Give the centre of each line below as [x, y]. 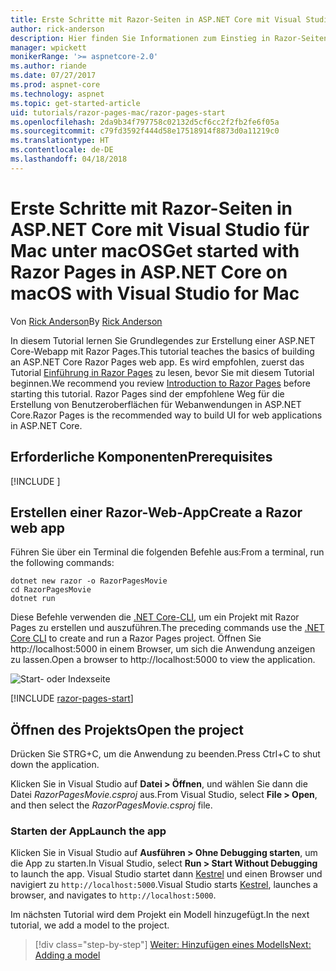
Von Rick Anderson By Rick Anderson [86, 321]
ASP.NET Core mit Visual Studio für [160, 229]
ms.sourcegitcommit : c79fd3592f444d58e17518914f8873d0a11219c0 [145, 131]
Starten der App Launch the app [88, 831]
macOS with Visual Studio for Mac [155, 293]
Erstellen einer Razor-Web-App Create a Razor [156, 512]
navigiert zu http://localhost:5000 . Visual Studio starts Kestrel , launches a [164, 885]
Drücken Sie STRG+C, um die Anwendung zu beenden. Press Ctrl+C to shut [165, 754]
